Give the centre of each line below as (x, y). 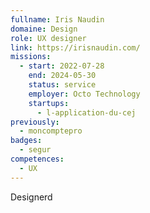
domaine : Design (44, 29)
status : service (62, 85)
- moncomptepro (51, 131)
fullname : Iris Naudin (57, 19)
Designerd (31, 197)
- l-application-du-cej (86, 112)
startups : (49, 103)
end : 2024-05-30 (62, 76)
